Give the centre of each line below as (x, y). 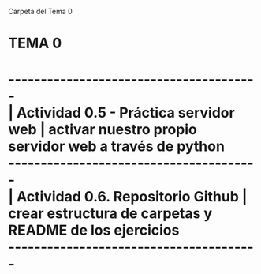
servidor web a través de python (116, 146)
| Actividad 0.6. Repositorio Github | (128, 197)
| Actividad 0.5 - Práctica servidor (121, 113)
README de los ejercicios (94, 230)
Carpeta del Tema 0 (40, 11)
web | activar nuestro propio (103, 130)
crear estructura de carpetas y (110, 214)
